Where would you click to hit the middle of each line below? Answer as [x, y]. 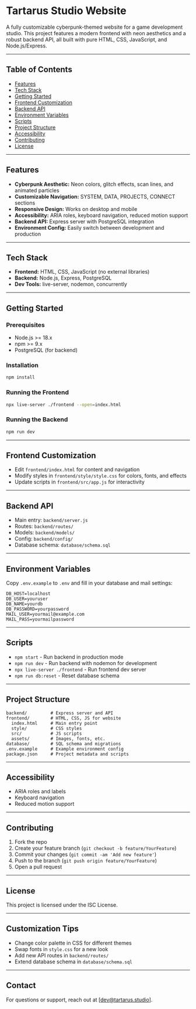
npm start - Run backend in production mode [69, 657]
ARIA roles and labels [40, 792]
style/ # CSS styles [47, 728]
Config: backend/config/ [44, 539]
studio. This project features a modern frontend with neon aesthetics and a [96, 33]
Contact [21, 986]
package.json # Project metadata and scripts [68, 754]
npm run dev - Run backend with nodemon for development [86, 663]
